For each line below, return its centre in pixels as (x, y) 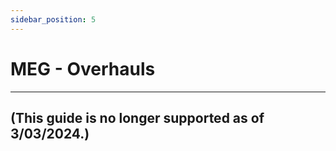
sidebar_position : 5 (53, 19)
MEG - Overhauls (83, 68)
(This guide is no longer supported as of (137, 117)
